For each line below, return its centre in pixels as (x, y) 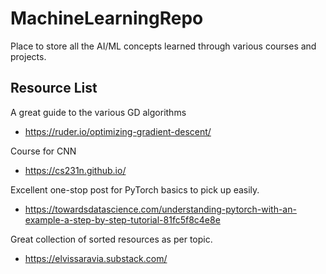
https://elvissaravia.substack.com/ (96, 258)
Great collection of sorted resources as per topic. (111, 239)
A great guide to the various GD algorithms (98, 112)
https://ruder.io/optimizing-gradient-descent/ (118, 131)
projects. (28, 56)
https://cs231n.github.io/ (75, 170)
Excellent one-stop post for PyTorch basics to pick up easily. (135, 189)
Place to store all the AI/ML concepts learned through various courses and (163, 46)
